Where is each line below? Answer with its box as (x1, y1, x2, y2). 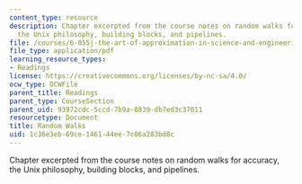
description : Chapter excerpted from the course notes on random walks (9, 22, 283, 31)
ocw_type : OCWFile (9, 80, 78, 89)
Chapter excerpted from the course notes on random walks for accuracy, (9, 154, 280, 165)
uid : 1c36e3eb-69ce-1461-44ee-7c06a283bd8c (9, 130, 175, 139)
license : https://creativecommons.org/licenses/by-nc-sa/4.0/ (9, 72, 247, 81)
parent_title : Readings (9, 88, 99, 97)
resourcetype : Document (9, 113, 99, 122)
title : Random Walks (9, 122, 87, 131)
